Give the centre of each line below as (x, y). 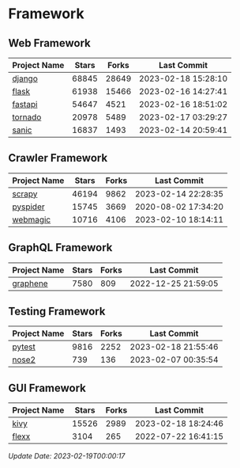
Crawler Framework (58, 158)
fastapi (25, 104)
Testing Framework (57, 312)
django (25, 78)
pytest (24, 347)
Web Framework (49, 43)
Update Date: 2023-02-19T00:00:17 (67, 456)
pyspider (28, 207)
